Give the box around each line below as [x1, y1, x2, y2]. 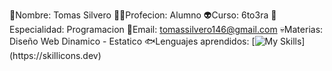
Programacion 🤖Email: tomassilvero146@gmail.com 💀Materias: [66, 24, 324, 35]
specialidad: [9, 24, 65, 35]
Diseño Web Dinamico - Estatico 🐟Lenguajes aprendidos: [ [9, 35, 256, 47]
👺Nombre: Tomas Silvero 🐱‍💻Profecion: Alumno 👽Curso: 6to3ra [9, 9, 269, 21]
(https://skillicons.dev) [9, 50, 102, 61]
